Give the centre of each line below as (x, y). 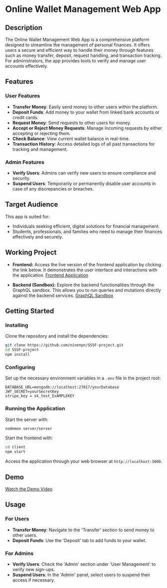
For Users (17, 519)
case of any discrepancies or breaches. (53, 189)
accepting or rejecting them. (41, 133)
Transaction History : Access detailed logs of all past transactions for (83, 144)
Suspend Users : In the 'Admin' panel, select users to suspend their (81, 575)
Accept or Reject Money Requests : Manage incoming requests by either (87, 128)
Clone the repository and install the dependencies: (57, 336)
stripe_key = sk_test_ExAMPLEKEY (40, 396)
